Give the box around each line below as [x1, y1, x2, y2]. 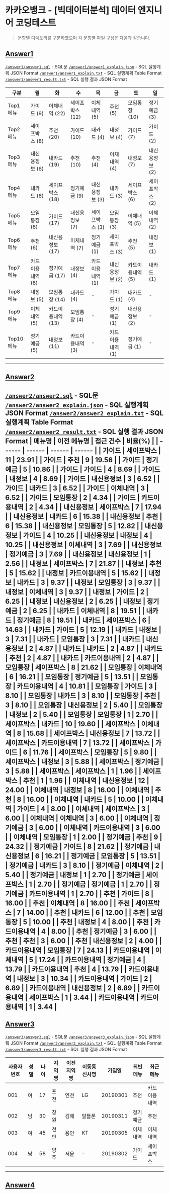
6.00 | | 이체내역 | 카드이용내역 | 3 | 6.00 [39, 823, 161, 832]
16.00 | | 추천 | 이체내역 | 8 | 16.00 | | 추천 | [5, 899, 134, 907]
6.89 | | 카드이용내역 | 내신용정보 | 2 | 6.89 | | [5, 984, 140, 992]
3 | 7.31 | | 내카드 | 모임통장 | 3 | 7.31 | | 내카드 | [5, 635, 145, 643]
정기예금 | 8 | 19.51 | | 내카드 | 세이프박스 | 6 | [17, 616, 151, 624]
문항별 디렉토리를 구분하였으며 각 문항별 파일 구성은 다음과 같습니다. [17, 35, 151, 41]
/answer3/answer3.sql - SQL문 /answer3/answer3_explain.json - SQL [5, 1034, 147, 1040]
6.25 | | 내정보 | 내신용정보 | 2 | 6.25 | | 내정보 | [5, 597, 146, 606]
